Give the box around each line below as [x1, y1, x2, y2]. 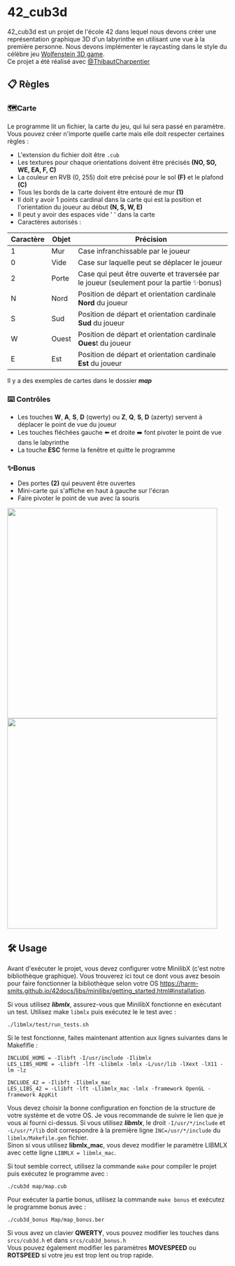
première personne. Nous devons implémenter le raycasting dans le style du [7, 42, 227, 50]
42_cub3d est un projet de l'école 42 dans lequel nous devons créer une [7, 27, 217, 36]
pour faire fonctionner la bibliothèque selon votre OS [7, 979, 159, 988]
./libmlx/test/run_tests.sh [7, 1021, 90, 1028]
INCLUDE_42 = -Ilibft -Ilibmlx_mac [7, 1079, 111, 1086]
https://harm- [159, 979, 199, 988]
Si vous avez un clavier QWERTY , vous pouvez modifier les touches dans [7, 1229, 219, 1237]
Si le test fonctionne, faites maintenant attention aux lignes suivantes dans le [7, 1034, 228, 1042]
